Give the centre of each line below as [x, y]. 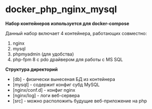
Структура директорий [31, 69]
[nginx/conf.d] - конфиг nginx [44, 90]
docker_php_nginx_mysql [61, 9]
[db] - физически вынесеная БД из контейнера [64, 79]
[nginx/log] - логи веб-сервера [46, 95]
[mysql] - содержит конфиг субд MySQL [56, 85]
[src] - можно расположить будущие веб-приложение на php [80, 101]
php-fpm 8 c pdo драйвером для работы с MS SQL [68, 59]
